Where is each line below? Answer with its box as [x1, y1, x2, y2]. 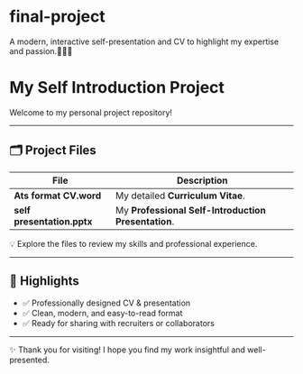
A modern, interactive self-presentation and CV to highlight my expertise [9, 36, 280, 47]
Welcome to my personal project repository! [9, 106, 173, 118]
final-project [9, 6, 106, 27]
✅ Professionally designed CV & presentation [22, 297, 191, 308]
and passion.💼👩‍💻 [9, 45, 73, 56]
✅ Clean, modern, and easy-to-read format [22, 307, 183, 318]
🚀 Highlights [9, 273, 79, 289]
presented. [9, 354, 50, 365]
